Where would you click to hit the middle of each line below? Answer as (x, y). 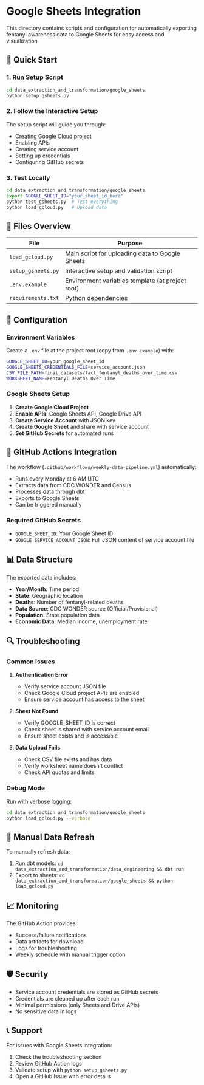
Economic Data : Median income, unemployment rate (81, 621)
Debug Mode (26, 788)
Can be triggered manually (48, 504)
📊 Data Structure (40, 560)
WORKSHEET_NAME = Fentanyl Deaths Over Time (61, 378)
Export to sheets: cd (40, 875)
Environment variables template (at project (125, 281)
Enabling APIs (32, 142)
